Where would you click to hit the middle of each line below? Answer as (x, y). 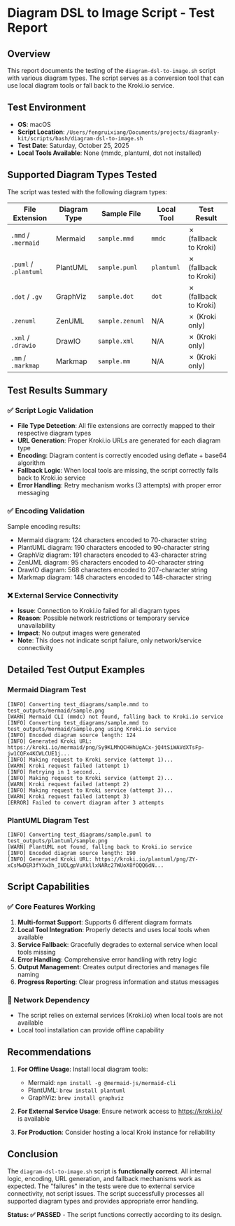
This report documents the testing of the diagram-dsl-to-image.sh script (112, 70)
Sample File (121, 213)
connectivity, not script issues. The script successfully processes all (106, 1193)
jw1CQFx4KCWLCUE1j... (39, 753)
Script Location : (41, 132)
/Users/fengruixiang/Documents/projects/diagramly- (143, 132)
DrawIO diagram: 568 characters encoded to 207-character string (112, 570)
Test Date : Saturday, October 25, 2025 (73, 145)
